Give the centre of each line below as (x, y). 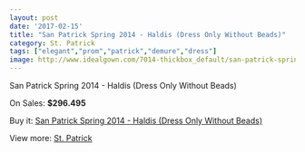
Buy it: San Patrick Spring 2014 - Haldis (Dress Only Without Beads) (136, 120)
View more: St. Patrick (51, 138)
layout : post (34, 18)
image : (22, 60)
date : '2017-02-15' (46, 26)
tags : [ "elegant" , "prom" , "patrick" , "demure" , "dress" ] (113, 52)
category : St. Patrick (52, 43)
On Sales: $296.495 (48, 103)
